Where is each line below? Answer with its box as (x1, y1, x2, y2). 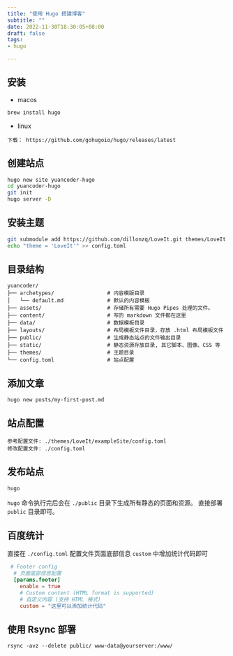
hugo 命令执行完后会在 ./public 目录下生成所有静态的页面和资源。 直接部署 (7, 498, 223, 507)
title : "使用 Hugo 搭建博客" (7, 10, 86, 17)
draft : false (7, 29, 45, 37)
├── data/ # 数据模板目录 (7, 320, 145, 327)
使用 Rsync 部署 (7, 623, 77, 635)
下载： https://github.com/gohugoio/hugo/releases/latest (7, 136, 176, 143)
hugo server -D (7, 196, 52, 203)
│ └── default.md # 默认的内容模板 (7, 297, 150, 304)
